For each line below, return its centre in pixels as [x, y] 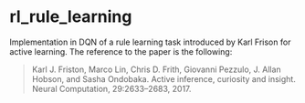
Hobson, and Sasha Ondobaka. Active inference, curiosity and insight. [164, 78]
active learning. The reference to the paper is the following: [121, 51]
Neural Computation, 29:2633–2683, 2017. [111, 88]
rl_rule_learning [71, 17]
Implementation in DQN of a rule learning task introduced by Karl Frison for [150, 42]
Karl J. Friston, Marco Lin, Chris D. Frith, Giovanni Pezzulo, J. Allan [156, 69]
